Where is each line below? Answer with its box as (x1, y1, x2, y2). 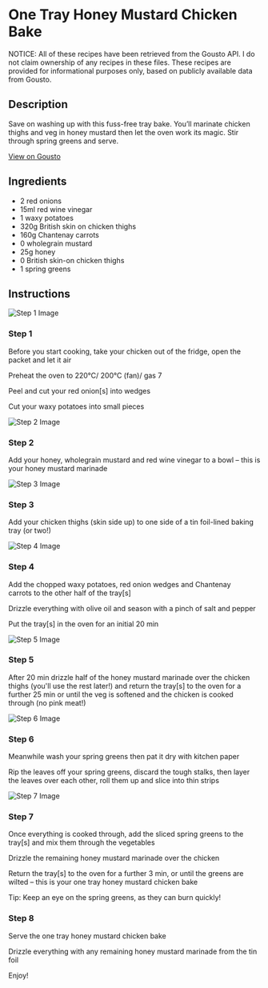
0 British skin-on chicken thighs (19, 255, 125, 265)
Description (8, 98, 68, 111)
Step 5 (8, 654, 34, 666)
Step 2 (8, 437, 34, 448)
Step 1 (8, 328, 33, 339)
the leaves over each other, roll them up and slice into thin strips (8, 776, 220, 786)
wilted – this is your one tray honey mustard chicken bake (8, 878, 198, 887)
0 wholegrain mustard (19, 238, 93, 248)
